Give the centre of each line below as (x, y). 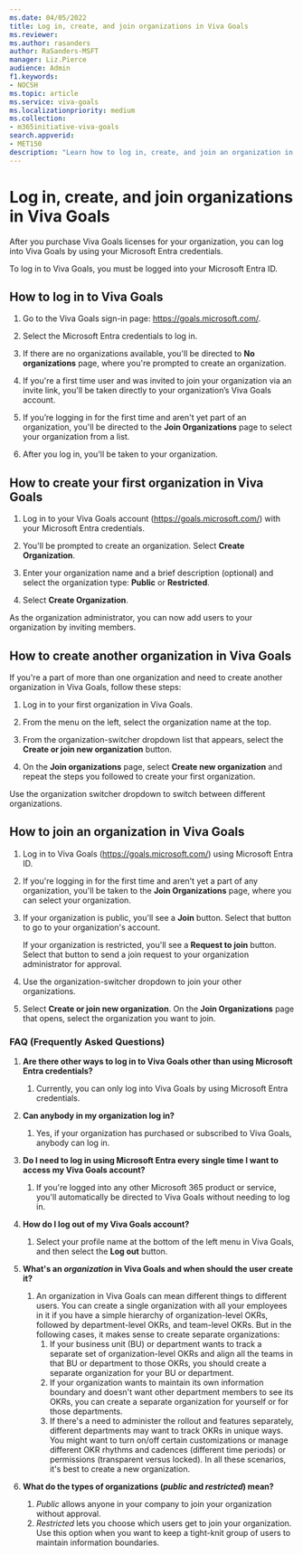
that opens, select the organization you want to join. (119, 1018)
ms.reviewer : (34, 34)
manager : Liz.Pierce (48, 60)
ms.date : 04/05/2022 (48, 18)
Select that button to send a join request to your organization (136, 954)
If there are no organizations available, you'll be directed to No (138, 354)
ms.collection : (38, 119)
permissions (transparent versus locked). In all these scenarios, (168, 1460)
